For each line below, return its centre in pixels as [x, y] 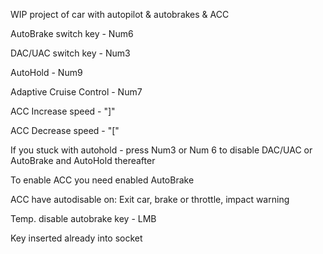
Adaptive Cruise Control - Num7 [76, 92]
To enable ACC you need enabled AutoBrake [102, 180]
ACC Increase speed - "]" [63, 111]
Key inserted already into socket [76, 238]
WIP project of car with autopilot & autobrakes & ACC [120, 14]
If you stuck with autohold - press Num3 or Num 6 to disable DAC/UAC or [161, 150]
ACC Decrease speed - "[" [65, 130]
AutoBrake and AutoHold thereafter [83, 160]
